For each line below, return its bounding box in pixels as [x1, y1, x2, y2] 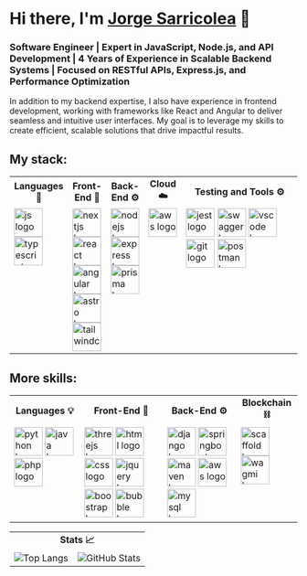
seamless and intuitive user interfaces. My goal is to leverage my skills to [9, 115, 284, 126]
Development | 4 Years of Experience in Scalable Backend [9, 52, 272, 65]
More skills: [9, 370, 78, 386]
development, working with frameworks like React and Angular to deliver [9, 105, 283, 117]
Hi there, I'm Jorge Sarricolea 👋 [9, 8, 251, 29]
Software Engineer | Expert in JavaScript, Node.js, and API [9, 41, 274, 54]
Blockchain [241, 397, 292, 410]
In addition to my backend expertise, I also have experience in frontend [9, 96, 277, 107]
